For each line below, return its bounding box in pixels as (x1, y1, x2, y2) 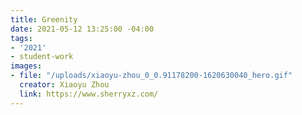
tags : (10, 33, 33, 43)
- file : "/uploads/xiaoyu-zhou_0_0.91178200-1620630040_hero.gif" (10, 71, 293, 81)
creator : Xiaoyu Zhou (19, 80, 110, 90)
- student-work (10, 52, 74, 62)
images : (10, 61, 43, 71)
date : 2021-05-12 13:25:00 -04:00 (10, 24, 155, 34)
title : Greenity (10, 14, 78, 25)
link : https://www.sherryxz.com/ (19, 89, 159, 99)
